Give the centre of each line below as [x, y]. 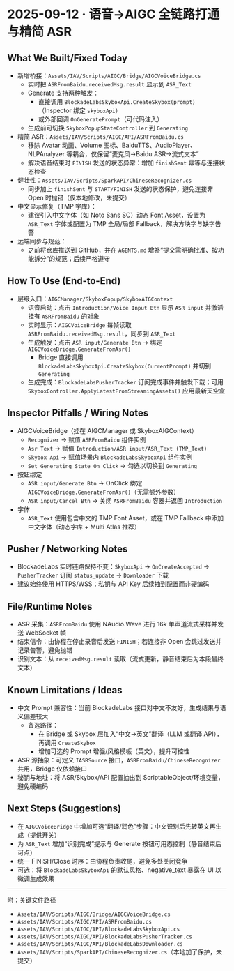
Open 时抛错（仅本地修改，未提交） [79, 197]
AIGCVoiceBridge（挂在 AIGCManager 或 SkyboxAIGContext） [108, 430]
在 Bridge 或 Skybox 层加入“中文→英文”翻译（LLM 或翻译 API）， [130, 734]
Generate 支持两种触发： [63, 93]
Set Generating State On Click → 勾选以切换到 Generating [112, 465]
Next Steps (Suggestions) [64, 809]
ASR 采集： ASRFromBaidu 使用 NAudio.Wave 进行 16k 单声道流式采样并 [117, 624]
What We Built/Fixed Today [67, 58]
